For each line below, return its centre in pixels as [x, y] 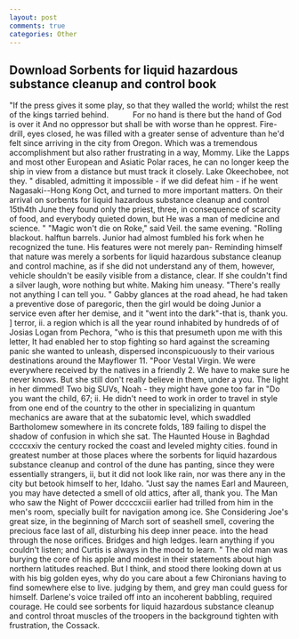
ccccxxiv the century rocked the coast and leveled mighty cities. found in [144, 446]
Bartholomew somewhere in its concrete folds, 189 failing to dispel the [138, 427]
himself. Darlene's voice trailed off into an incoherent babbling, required [141, 597]
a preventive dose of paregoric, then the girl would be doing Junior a [135, 304]
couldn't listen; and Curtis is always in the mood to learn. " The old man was [149, 550]
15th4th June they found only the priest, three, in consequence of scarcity [145, 209]
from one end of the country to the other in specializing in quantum [132, 408]
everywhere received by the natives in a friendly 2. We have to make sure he [149, 370]
